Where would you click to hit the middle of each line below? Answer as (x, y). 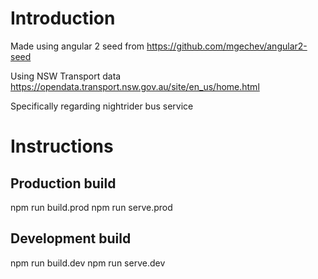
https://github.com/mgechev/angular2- (227, 46)
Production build (63, 183)
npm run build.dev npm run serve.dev (88, 263)
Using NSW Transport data (66, 76)
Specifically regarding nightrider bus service (102, 106)
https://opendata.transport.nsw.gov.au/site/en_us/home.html (135, 86)
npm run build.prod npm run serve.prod (91, 207)
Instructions (62, 146)
